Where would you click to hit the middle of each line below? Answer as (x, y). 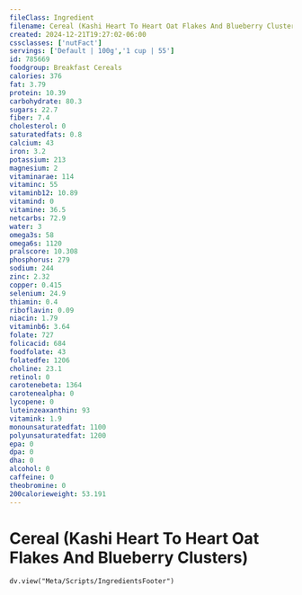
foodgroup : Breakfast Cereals (66, 68)
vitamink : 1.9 (36, 419)
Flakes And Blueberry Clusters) (129, 557)
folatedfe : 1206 (40, 360)
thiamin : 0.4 (34, 302)
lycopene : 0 (31, 402)
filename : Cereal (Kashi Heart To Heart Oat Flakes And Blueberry (136, 26)
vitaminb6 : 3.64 (40, 327)
